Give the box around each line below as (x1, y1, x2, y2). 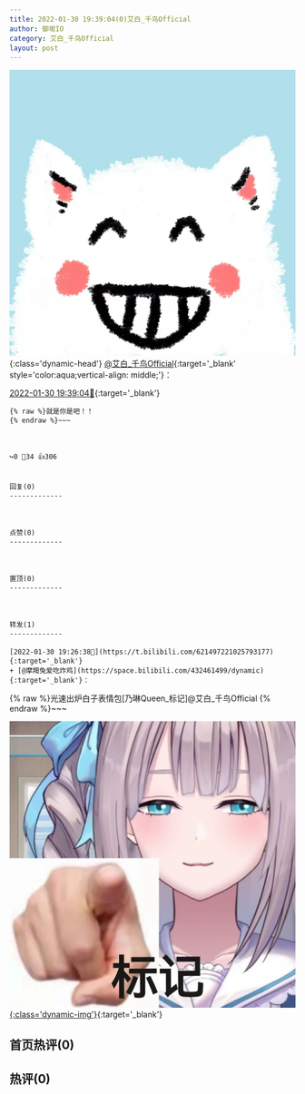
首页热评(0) (9, 1038, 74, 1053)
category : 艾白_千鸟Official (9, 34, 114, 43)
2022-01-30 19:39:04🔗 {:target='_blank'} (9, 388, 161, 399)
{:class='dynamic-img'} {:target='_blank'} (9, 1009, 163, 1020)
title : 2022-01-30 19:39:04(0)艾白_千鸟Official (9, 15, 192, 24)
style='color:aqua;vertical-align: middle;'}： (9, 370, 172, 380)
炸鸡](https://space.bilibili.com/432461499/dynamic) (59, 666, 265, 675)
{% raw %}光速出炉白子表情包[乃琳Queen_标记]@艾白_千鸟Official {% (9, 693, 271, 704)
